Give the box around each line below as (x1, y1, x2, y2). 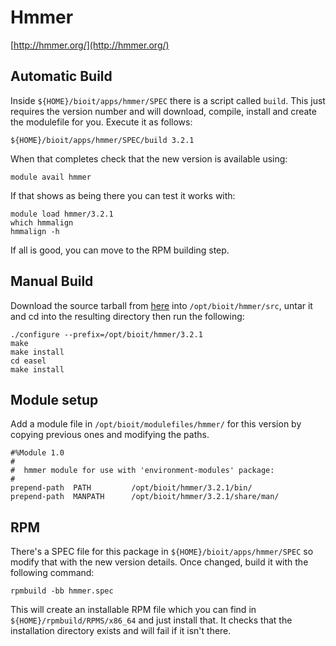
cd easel (10, 356, 47, 366)
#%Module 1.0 (10, 448, 65, 458)
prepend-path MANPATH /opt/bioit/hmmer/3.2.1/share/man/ (10, 492, 280, 502)
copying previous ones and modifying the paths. (10, 429, 210, 441)
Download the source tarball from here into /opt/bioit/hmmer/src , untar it (10, 299, 313, 311)
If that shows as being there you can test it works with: (10, 189, 236, 201)
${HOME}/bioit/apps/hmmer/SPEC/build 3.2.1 (10, 135, 195, 145)
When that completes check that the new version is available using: (10, 152, 288, 165)
